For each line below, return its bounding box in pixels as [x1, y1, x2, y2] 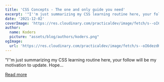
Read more [5, 71, 27, 77]
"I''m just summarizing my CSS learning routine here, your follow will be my [5, 57, 157, 62]
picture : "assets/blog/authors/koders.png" [9, 35, 99, 40]
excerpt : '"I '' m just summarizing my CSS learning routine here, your [5, 12, 152, 17]
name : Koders [9, 30, 36, 35]
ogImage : [5, 39, 23, 44]
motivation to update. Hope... [5, 62, 64, 68]
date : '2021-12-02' [5, 16, 45, 21]
